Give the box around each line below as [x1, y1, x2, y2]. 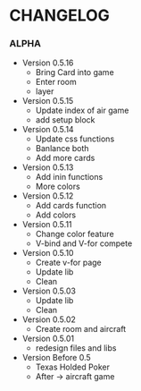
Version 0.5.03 [21, 285, 76, 296]
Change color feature [35, 229, 114, 240]
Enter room [35, 77, 78, 88]
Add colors [35, 209, 77, 220]
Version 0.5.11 [21, 219, 73, 230]
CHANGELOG [9, 5, 110, 26]
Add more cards [35, 153, 95, 164]
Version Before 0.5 [21, 353, 91, 363]
